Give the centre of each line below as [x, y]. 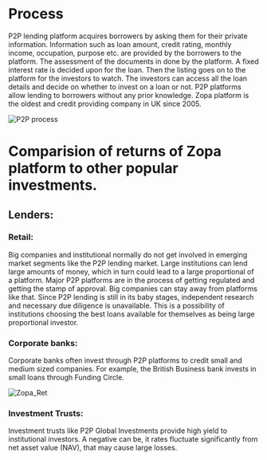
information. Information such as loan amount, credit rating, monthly [120, 44]
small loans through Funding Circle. [67, 377]
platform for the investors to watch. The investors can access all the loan [128, 78]
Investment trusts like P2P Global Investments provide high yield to [118, 431]
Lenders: [31, 215]
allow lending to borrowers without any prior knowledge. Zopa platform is [129, 95]
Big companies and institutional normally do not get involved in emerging [128, 254]
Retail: [21, 238]
